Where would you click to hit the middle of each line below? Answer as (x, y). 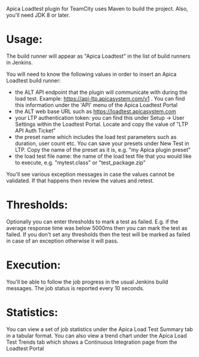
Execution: (34, 265)
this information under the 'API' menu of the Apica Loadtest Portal (96, 105)
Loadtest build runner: (34, 80)
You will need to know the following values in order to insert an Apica (91, 74)
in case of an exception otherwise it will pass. (62, 241)
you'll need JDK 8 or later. (38, 15)
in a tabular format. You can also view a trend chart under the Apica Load (97, 335)
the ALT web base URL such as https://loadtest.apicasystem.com (95, 111)
